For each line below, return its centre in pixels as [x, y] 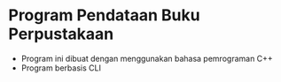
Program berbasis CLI [61, 68]
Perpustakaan [61, 34]
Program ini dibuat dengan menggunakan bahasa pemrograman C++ [147, 58]
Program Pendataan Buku [104, 15]
